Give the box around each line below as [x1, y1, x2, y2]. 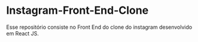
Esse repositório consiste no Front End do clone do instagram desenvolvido [6, 23, 193, 31]
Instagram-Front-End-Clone [6, 4, 149, 17]
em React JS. [6, 29, 39, 37]
